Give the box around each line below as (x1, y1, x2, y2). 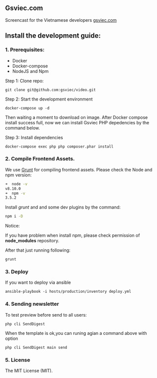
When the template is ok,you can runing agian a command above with (5, 330, 147, 336)
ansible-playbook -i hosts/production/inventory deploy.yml (5, 289, 132, 294)
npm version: (5, 172, 32, 178)
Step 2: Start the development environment (5, 96, 93, 102)
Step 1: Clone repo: (5, 78, 44, 84)
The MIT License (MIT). (5, 368, 53, 374)
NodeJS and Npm (12, 68, 49, 74)
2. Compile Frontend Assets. (5, 156, 75, 162)
